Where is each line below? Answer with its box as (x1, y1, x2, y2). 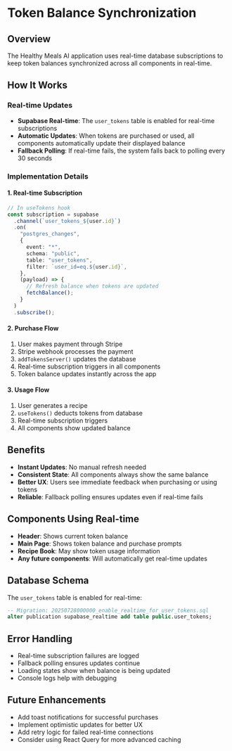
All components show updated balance (17, 424, 131, 432)
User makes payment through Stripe (17, 340, 123, 348)
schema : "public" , (25, 250, 80, 257)
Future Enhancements (7, 694, 107, 706)
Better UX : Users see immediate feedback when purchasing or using (17, 477, 218, 486)
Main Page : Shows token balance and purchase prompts (17, 539, 182, 548)
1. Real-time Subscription (7, 188, 83, 198)
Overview (7, 33, 51, 45)
